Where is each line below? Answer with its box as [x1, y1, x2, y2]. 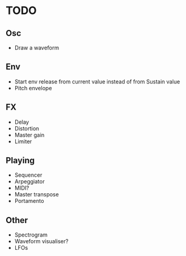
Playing [5, 155, 35, 166]
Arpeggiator [14, 178, 45, 185]
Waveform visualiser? [14, 238, 69, 245]
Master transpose [14, 191, 59, 198]
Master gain [14, 131, 45, 138]
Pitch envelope [14, 84, 52, 91]
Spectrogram [14, 231, 48, 238]
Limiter [14, 138, 32, 145]
